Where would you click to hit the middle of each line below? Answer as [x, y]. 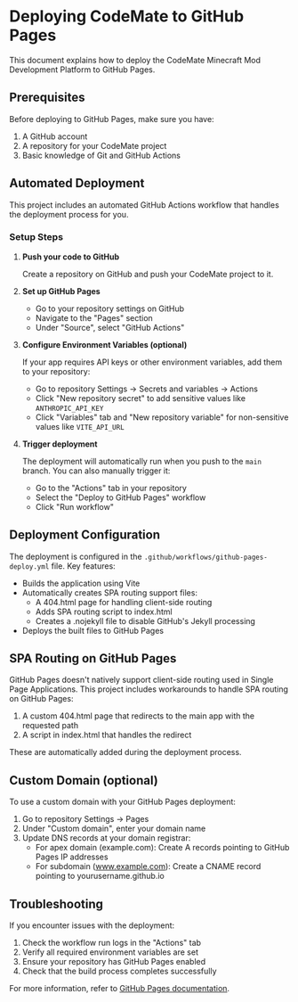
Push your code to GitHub [71, 257]
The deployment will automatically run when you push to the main [142, 461]
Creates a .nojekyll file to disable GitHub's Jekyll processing [145, 620]
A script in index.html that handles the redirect [107, 735]
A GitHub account [55, 136]
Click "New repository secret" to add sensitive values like [141, 398]
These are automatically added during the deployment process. [125, 752]
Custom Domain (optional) [84, 780]
